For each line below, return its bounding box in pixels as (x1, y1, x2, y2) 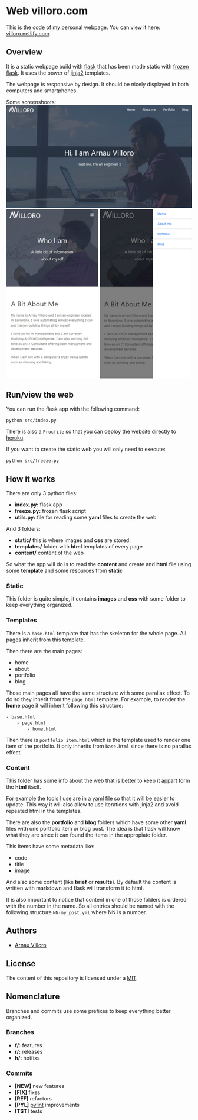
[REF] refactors (14, 1095, 52, 1102)
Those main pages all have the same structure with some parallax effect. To (6, 689, 190, 696)
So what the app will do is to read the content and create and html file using (6, 561, 192, 568)
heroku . (6, 434, 25, 441)
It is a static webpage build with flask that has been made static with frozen (6, 63, 189, 70)
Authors (6, 926, 37, 936)
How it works (6, 474, 55, 484)
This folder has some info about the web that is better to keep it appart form (6, 777, 190, 785)
